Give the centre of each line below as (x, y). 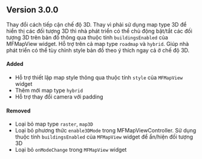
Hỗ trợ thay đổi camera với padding (59, 97)
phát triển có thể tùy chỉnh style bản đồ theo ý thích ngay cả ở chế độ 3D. (98, 50)
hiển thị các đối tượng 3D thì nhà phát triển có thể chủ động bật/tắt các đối (99, 31)
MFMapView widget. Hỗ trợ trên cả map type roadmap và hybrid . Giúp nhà (98, 44)
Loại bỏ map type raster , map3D (54, 124)
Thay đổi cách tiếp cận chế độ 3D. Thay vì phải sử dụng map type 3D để (96, 24)
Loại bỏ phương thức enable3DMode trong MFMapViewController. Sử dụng (106, 131)
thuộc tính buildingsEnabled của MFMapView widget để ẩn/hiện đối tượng (104, 137)
